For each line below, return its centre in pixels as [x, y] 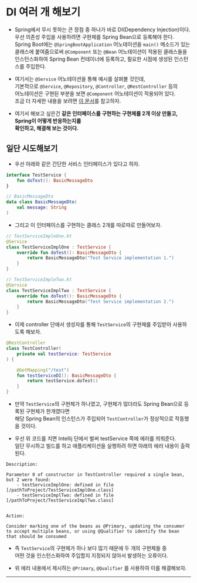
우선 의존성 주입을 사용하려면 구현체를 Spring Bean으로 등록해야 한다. [94, 37]
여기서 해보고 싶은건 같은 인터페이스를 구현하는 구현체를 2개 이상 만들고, [96, 113]
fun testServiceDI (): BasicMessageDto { [67, 375]
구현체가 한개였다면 [48, 411]
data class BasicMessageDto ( [42, 202]
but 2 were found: [28, 480]
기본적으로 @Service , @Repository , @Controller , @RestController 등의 [96, 86]
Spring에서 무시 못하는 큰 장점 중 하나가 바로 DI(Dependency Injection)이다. [102, 29]
